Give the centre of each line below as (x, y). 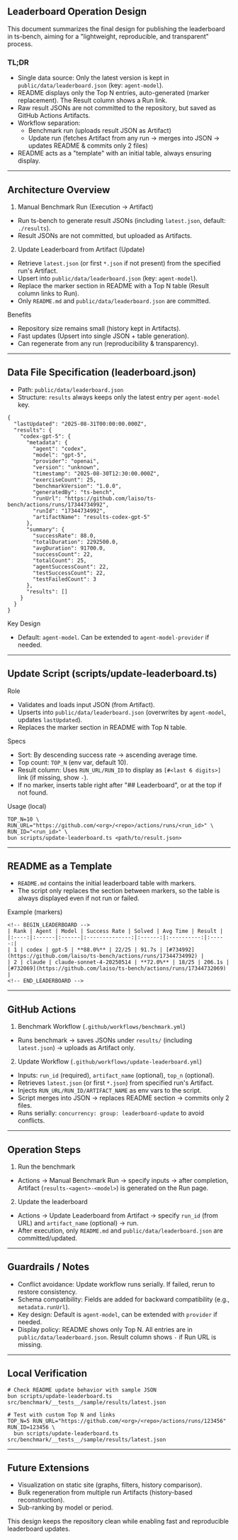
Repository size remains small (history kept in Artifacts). (99, 328)
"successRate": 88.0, (65, 535)
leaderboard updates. (39, 1529)
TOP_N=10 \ (23, 819)
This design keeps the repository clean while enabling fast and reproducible (118, 1522)
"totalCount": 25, (60, 560)
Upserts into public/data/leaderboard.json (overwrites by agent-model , (122, 712)
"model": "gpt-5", (60, 455)
